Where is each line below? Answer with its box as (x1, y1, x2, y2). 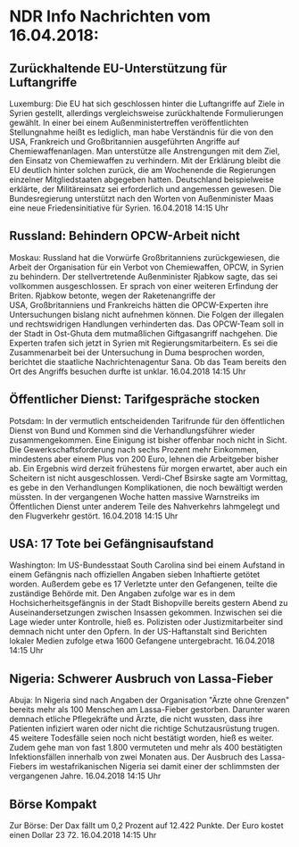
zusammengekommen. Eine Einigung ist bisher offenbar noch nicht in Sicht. (9, 435, 287, 445)
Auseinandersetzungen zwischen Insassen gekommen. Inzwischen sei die (9, 607, 283, 618)
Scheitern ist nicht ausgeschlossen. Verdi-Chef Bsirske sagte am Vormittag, (9, 472, 288, 483)
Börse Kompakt (9, 796, 97, 811)
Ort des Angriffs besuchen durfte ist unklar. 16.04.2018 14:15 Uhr (9, 366, 247, 377)
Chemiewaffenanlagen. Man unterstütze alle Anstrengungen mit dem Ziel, (9, 145, 280, 156)
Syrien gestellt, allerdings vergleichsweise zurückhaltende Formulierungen (9, 108, 284, 118)
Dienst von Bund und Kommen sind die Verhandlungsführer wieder (9, 425, 255, 436)
